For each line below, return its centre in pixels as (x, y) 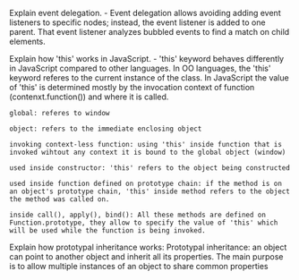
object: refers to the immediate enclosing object (106, 129)
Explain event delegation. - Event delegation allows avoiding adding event (145, 13)
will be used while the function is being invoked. (107, 231)
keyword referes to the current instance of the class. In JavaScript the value (149, 78)
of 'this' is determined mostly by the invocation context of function (132, 87)
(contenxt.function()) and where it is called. (89, 97)
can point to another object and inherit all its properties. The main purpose (146, 257)
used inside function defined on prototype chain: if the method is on (145, 183)
